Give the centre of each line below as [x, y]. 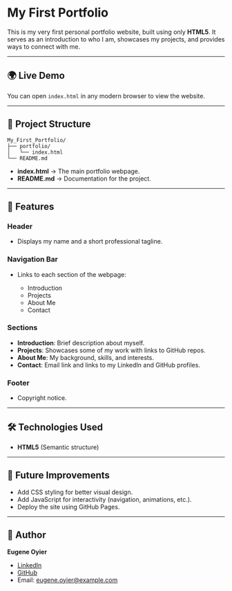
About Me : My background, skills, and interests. [85, 357]
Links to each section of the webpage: [71, 274]
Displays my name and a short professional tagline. [90, 242]
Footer [18, 383]
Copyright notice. [42, 398]
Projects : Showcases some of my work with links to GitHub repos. [111, 350]
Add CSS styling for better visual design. [75, 492]
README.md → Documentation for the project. [84, 179]
